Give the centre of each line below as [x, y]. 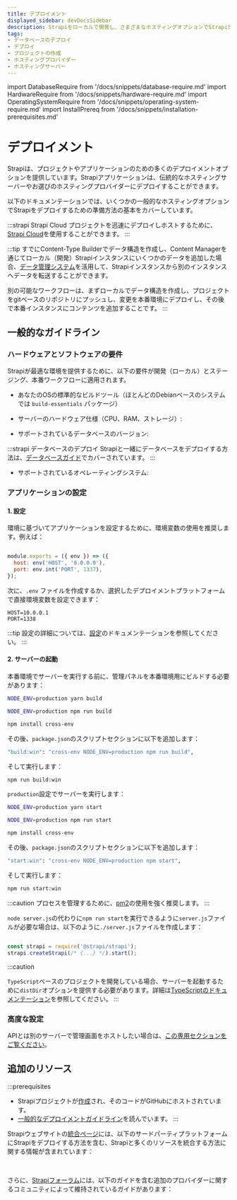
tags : [15, 34]
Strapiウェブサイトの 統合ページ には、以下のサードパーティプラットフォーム [117, 1134]
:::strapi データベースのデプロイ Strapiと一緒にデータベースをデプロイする [115, 449]
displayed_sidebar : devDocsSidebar [60, 21]
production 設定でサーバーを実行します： [66, 794]
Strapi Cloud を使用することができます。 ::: [69, 233]
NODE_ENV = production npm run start [60, 820]
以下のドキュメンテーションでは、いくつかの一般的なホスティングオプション [118, 201]
